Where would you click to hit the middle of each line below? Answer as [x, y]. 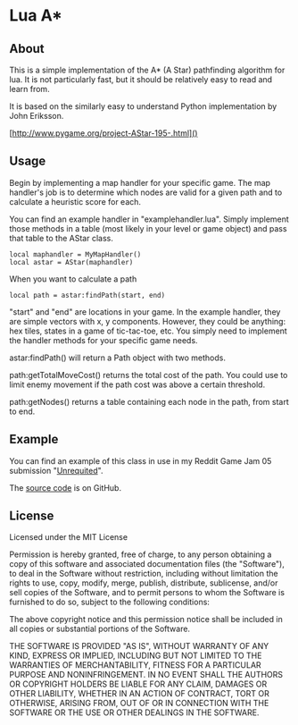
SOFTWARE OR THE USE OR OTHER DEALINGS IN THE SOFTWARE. [134, 712]
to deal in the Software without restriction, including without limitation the [144, 574]
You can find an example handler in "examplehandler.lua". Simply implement [149, 219]
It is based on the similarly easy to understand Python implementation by [143, 106]
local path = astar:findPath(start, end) [87, 295]
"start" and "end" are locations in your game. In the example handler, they [145, 312]
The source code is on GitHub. [66, 487]
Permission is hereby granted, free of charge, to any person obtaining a [141, 554]
